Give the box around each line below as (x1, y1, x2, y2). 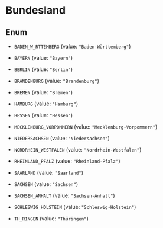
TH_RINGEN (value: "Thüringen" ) (14, 215, 89, 222)
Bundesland (5, 4, 66, 17)
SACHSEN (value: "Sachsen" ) (14, 181, 78, 187)
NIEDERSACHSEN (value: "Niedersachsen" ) (14, 134, 110, 142)
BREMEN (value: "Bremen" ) (14, 89, 73, 95)
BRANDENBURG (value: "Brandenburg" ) (14, 78, 100, 84)
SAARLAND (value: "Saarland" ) (14, 169, 84, 176)
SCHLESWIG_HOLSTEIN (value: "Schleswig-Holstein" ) (14, 204, 136, 210)
